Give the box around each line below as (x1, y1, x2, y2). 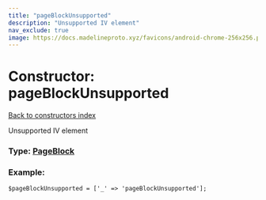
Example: (8, 167, 45, 178)
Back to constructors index (8, 111, 97, 120)
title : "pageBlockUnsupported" (8, 11, 112, 20)
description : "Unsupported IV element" (8, 19, 140, 27)
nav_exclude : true (8, 26, 69, 34)
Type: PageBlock (8, 145, 75, 157)
